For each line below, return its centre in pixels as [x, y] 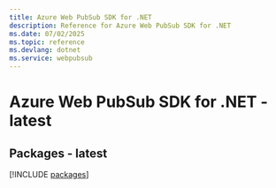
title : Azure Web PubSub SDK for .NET [80, 17]
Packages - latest [58, 153]
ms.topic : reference [47, 42]
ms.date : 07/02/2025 [47, 34]
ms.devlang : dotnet [45, 50]
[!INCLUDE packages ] [49, 174]
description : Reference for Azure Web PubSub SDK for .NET [120, 26]
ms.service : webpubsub [51, 58]
